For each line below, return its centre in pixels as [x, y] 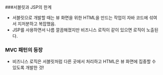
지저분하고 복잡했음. [37, 24]
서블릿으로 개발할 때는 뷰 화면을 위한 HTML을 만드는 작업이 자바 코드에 [80, 18]
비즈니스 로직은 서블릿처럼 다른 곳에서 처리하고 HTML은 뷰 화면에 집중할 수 [84, 62]
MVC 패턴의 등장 [24, 50]
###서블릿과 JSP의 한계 [28, 7]
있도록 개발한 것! [28, 68]
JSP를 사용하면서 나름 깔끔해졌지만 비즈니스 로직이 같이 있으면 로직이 [79, 30]
